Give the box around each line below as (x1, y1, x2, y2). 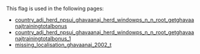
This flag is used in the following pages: (6, 5, 104, 12)
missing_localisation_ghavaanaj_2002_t (14, 41, 112, 48)
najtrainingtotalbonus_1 (14, 35, 72, 42)
